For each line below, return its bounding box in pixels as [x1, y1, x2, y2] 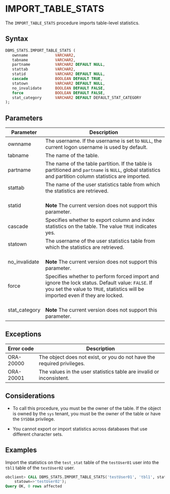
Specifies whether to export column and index [45, 216, 155, 223]
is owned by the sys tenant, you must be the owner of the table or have [12, 410, 161, 416]
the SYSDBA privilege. [12, 416, 55, 422]
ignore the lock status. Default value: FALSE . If [45, 279, 153, 286]
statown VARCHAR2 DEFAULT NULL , [12, 81, 105, 86]
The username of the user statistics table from [45, 238, 155, 245]
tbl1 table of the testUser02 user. [5, 465, 75, 471]
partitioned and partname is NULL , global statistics [45, 167, 161, 174]
